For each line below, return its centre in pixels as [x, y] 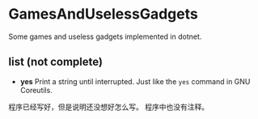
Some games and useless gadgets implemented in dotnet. [105, 36]
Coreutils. [36, 90]
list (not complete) [56, 62]
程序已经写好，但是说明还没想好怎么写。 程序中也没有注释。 [108, 107]
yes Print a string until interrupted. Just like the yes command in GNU [135, 81]
